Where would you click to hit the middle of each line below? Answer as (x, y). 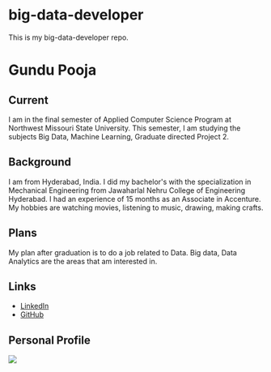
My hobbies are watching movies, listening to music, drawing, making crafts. (136, 207)
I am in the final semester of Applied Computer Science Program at (120, 119)
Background (40, 162)
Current (28, 100)
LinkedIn (34, 306)
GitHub (32, 314)
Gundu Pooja (53, 70)
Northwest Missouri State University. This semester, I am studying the (125, 128)
